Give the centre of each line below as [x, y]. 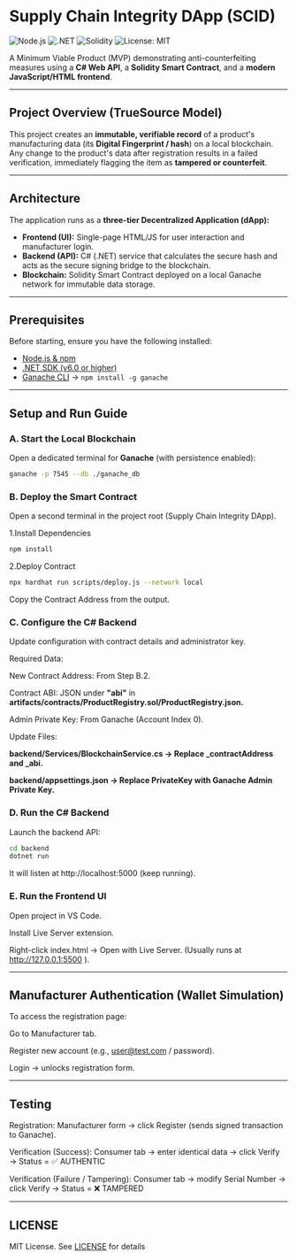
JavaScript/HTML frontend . [61, 76]
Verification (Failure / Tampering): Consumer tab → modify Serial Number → [148, 1179]
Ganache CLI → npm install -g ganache [95, 377]
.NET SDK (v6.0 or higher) [69, 368]
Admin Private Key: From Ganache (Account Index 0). [107, 719]
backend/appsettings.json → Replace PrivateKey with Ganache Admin [141, 780]
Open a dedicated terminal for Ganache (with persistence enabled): [133, 458]
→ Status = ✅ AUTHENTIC [57, 1162]
